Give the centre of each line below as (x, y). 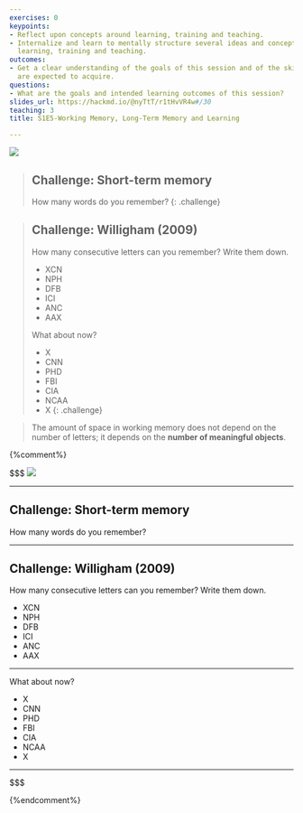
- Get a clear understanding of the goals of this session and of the (145, 69)
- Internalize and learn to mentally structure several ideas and (137, 43)
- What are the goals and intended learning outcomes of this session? (147, 93)
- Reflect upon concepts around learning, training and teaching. (137, 34)
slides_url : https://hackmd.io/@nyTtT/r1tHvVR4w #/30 (110, 102)
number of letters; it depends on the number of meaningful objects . (159, 437)
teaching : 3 (32, 110)
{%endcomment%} (45, 800)
